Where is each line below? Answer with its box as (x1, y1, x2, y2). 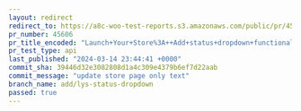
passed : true (8, 88, 58, 97)
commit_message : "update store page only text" (8, 72, 190, 81)
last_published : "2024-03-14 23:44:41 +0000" (8, 55, 181, 64)
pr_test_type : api (8, 47, 77, 55)
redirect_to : (8, 21, 58, 30)
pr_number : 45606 (8, 30, 74, 38)
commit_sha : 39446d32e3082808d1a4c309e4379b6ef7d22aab (8, 64, 218, 73)
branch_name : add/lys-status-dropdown (8, 80, 154, 89)
